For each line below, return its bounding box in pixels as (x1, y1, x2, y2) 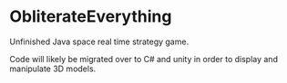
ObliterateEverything (9, 6, 172, 27)
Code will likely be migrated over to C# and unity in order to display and (9, 53, 278, 64)
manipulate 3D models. (9, 63, 97, 74)
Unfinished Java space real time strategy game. (9, 36, 190, 47)
